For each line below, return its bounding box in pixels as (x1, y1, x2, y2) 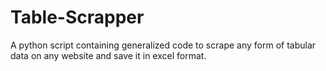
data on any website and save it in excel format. (10, 49, 207, 61)
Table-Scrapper (10, 6, 145, 29)
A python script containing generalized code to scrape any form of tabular (10, 39, 317, 51)
